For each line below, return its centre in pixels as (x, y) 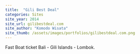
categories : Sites (24, 14)
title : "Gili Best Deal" (32, 10)
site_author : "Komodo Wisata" (37, 28)
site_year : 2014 (22, 19)
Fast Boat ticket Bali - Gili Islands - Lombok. (50, 47)
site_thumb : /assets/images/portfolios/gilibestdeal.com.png (70, 33)
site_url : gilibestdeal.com (34, 24)
